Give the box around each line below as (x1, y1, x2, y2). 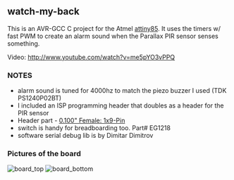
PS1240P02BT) (17, 94, 62, 103)
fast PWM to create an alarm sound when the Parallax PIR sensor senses (7, 32, 218, 40)
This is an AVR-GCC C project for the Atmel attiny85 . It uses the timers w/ (7, 24, 221, 32)
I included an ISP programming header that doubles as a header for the (17, 101, 224, 110)
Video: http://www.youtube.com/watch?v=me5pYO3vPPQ (7, 53, 175, 61)
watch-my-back (7, 6, 80, 18)
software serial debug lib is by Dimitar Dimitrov (17, 131, 154, 140)
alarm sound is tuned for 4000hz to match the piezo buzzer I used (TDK (17, 86, 227, 95)
